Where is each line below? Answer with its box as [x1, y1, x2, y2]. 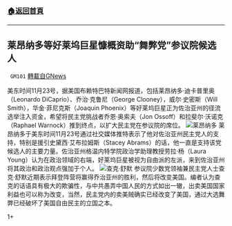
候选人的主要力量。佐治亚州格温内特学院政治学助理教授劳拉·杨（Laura [7, 147, 207, 156]
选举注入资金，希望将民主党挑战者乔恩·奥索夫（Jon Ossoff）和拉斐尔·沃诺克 [7, 113, 224, 121]
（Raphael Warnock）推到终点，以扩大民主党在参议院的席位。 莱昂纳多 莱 [7, 121, 225, 129]
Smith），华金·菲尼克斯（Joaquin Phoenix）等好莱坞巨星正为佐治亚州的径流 [7, 104, 221, 112]
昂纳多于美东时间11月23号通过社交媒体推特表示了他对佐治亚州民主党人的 [7, 130, 213, 138]
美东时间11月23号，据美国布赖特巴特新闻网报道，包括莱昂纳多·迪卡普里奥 [7, 86, 215, 95]
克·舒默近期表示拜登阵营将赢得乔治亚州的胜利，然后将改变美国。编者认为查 [7, 173, 221, 181]
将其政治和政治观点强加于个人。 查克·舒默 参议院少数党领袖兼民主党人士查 [7, 164, 225, 173]
